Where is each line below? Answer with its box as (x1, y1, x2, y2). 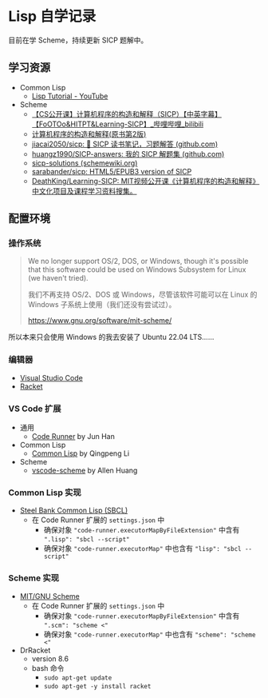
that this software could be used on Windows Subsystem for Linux (27, 265, 246, 274)
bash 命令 (31, 663, 65, 672)
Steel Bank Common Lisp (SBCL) (19, 505, 128, 516)
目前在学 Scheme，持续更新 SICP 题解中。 (8, 35, 148, 45)
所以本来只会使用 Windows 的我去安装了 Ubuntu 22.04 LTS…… (8, 333, 215, 342)
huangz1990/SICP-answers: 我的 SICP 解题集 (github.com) (31, 149, 225, 158)
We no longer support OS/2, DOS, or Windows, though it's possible (27, 257, 249, 266)
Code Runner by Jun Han (31, 432, 116, 441)
